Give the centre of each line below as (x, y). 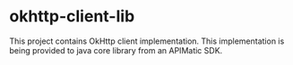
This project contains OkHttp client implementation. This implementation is (147, 41)
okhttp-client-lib (72, 16)
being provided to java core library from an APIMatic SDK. (116, 50)
